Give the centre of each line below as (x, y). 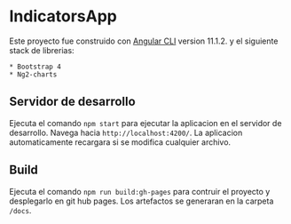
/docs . (20, 210)
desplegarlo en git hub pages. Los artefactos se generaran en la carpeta (142, 201)
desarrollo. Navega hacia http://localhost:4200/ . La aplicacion (126, 132)
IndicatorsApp (63, 16)
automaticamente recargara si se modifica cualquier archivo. (120, 142)
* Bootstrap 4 (35, 67)
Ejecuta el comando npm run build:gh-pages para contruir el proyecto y (140, 191)
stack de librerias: (42, 50)
